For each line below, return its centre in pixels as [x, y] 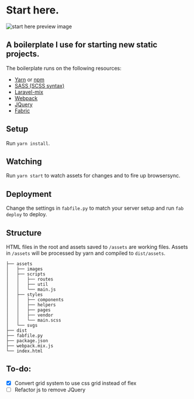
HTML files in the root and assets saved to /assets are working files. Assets [97, 247]
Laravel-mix [29, 92]
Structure [24, 233]
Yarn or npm [30, 79]
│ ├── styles [25, 295]
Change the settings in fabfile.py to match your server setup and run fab [95, 208]
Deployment [29, 194]
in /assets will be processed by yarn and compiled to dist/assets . [86, 253]
